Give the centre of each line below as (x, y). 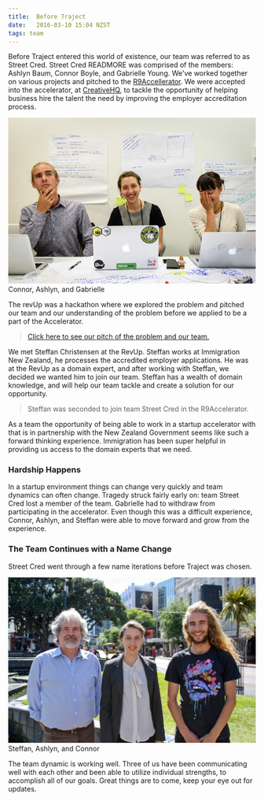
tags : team (26, 33)
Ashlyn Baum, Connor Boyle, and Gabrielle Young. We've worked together (128, 73)
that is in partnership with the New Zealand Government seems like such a (128, 432)
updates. (22, 788)
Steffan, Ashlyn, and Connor (54, 748)
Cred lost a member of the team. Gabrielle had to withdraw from (112, 503)
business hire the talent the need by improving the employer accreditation (128, 98)
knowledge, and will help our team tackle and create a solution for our (121, 385)
